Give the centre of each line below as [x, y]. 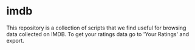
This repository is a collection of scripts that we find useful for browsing [96, 28]
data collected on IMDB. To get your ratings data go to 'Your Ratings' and [98, 34]
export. [15, 40]
